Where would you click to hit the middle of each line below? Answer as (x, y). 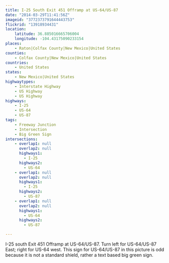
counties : (16, 53)
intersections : (22, 139)
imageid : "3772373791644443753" (40, 20)
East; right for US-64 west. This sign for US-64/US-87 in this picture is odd (85, 249)
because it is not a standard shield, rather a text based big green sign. (79, 255)
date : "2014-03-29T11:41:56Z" (38, 15)
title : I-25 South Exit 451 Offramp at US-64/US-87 (62, 10)
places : (14, 44)
